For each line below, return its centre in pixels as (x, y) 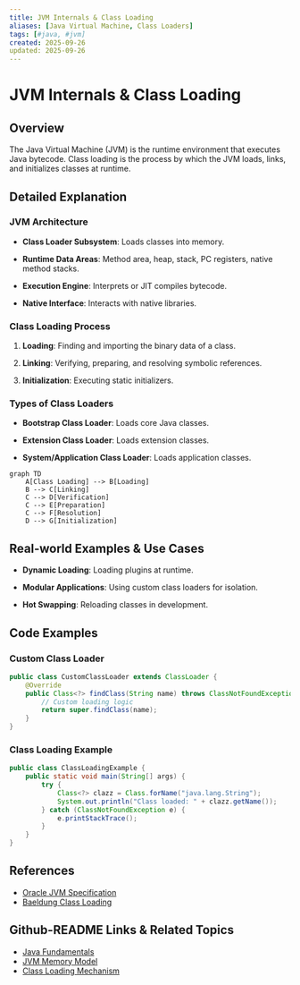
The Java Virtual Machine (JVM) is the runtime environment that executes (145, 149)
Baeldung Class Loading (67, 902)
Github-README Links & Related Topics (122, 930)
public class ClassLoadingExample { (77, 768)
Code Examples (54, 633)
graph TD (25, 474)
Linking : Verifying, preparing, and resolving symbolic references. (142, 363)
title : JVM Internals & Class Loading (81, 17)
